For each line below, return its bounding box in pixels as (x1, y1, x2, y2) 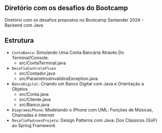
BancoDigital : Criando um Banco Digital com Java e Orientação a (11, 80, 144, 86)
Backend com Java (4, 22, 44, 28)
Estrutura (4, 36, 34, 45)
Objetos (11, 86, 28, 92)
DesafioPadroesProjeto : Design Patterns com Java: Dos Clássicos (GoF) (11, 117, 158, 123)
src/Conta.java (19, 91, 49, 97)
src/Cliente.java (19, 96, 51, 102)
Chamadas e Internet (11, 112, 54, 118)
